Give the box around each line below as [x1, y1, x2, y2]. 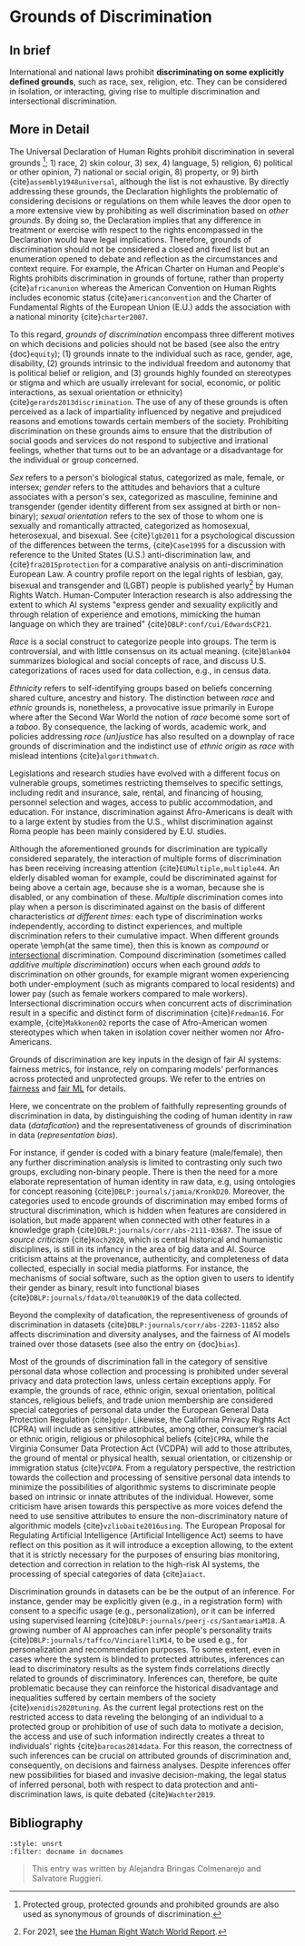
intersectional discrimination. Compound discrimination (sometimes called [9, 949, 287, 960]
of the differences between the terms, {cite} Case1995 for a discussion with [9, 540, 286, 551]
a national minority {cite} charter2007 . [9, 312, 148, 323]
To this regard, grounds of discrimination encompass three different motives [9, 329, 295, 340]
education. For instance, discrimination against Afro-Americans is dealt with [9, 807, 293, 818]
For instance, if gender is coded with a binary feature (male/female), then [9, 1147, 283, 1158]
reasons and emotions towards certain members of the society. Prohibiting [9, 416, 289, 427]
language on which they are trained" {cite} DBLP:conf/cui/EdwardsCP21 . [9, 619, 272, 630]
